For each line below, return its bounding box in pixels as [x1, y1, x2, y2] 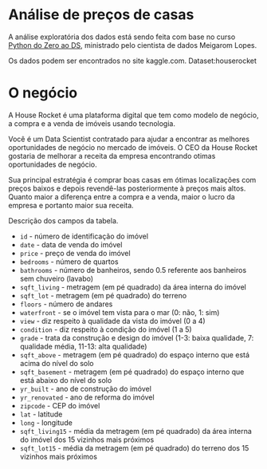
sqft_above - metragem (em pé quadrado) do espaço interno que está [19, 349, 249, 360]
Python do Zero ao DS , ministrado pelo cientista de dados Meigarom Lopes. [8, 40, 257, 49]
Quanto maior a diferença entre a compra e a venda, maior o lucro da [8, 191, 235, 201]
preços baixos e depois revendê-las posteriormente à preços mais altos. [8, 183, 246, 193]
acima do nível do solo [19, 358, 94, 368]
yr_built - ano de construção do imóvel [19, 384, 151, 393]
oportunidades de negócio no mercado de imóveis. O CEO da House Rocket [8, 142, 257, 152]
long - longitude [19, 417, 73, 428]
